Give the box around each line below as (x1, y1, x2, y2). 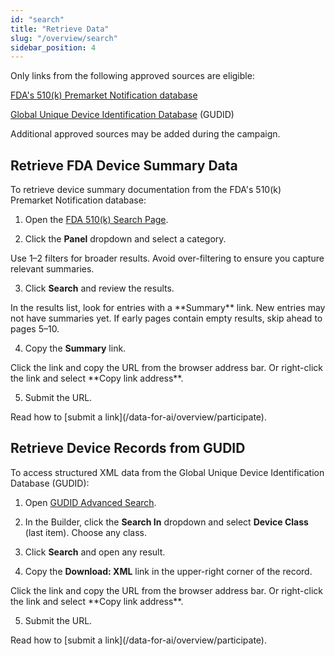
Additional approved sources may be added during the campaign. (10, 128, 281, 140)
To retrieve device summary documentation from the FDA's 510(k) (10, 184, 282, 196)
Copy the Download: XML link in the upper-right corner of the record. (24, 565, 313, 577)
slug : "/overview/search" (10, 33, 118, 43)
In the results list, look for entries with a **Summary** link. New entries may (10, 302, 326, 314)
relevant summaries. (10, 263, 95, 275)
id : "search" (10, 14, 65, 25)
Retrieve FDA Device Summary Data (10, 157, 238, 174)
